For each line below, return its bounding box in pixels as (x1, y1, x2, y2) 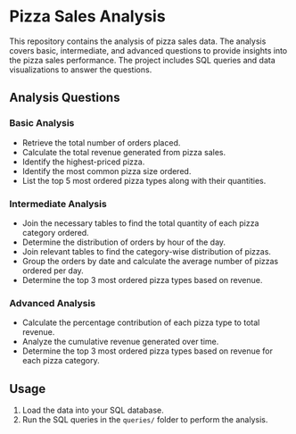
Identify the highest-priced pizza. (21, 156, 145, 167)
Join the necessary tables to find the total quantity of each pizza (21, 217, 259, 229)
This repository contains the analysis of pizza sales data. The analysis (9, 36, 267, 46)
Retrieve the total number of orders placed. (21, 137, 181, 148)
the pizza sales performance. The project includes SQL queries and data (9, 54, 276, 65)
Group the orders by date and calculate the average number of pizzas (21, 255, 279, 266)
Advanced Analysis (9, 296, 96, 309)
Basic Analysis (9, 117, 75, 129)
